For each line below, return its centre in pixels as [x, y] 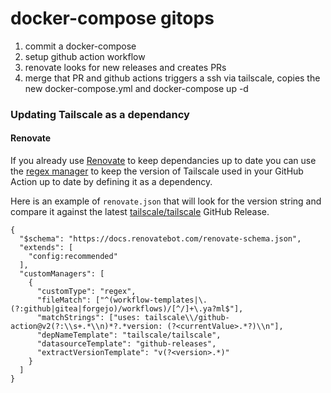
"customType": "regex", [86, 292]
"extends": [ [46, 248]
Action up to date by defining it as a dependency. [111, 182]
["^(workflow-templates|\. [151, 300]
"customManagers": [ [62, 274]
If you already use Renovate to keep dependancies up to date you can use [163, 161]
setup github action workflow [85, 56]
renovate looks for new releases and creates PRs [125, 67]
